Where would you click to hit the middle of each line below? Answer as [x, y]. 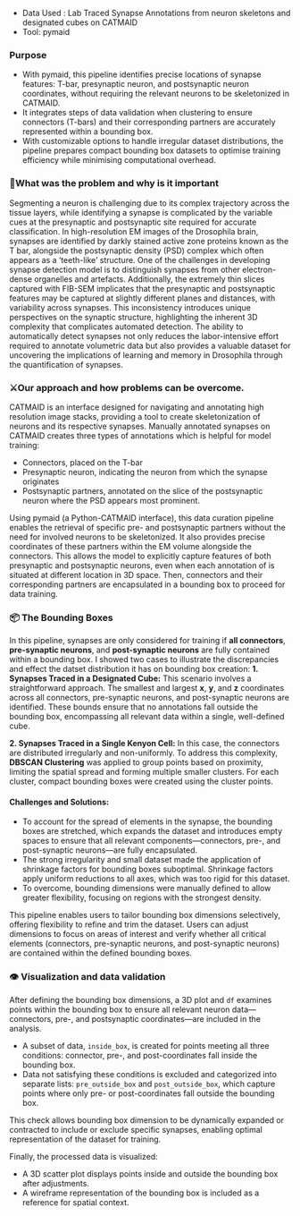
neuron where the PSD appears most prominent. [111, 500]
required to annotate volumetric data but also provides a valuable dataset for [150, 345]
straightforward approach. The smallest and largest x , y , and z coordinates [147, 688]
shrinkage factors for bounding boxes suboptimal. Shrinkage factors [148, 869]
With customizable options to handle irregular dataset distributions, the [153, 141]
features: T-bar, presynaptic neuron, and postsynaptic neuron [136, 84]
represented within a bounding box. [87, 132]
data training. [33, 593]
